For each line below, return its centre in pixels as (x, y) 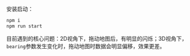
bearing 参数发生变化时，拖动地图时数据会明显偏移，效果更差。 (86, 46)
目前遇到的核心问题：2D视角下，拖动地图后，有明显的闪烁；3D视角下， (97, 38)
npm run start (25, 26)
